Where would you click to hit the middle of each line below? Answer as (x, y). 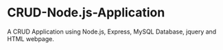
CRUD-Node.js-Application (86, 13)
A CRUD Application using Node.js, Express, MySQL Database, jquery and (112, 32)
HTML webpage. (31, 38)
